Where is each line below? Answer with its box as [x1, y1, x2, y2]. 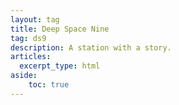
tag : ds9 [10, 33, 47, 43]
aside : [10, 71, 38, 81]
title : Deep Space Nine [10, 24, 110, 34]
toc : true [28, 80, 70, 90]
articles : [10, 52, 52, 62]
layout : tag [10, 14, 60, 25]
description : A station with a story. [10, 42, 172, 53]
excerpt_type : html [19, 61, 101, 71]
